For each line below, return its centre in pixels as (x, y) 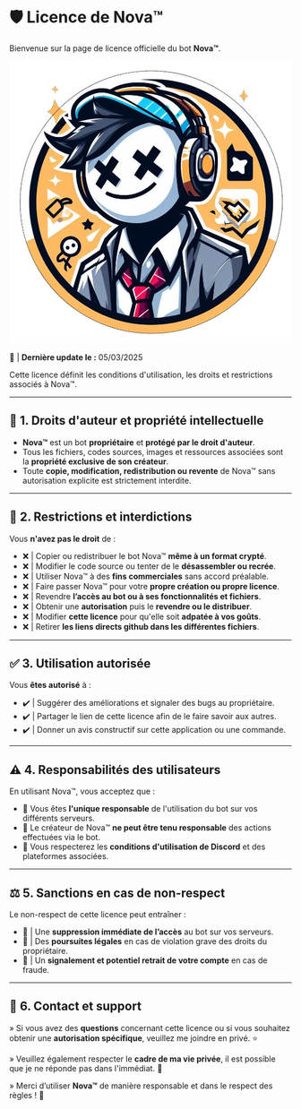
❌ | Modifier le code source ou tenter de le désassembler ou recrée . (149, 566)
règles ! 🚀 (27, 1095)
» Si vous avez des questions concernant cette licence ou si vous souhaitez (150, 1027)
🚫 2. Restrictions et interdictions (101, 517)
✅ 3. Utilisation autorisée (80, 663)
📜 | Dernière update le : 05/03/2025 (76, 357)
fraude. (36, 970)
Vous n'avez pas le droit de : (63, 538)
